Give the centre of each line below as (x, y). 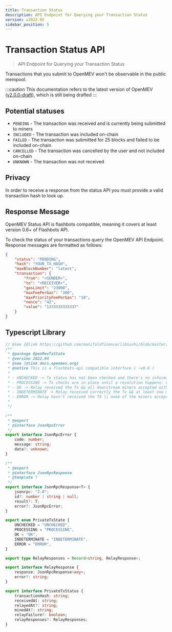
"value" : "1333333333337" (51, 307)
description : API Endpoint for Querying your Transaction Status (76, 15)
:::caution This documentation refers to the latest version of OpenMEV (79, 89)
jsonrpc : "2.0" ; (32, 492)
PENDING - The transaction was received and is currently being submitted (89, 123)
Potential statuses (35, 111)
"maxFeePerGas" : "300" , (49, 293)
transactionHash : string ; (42, 596)
